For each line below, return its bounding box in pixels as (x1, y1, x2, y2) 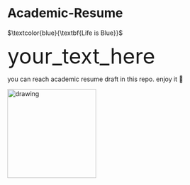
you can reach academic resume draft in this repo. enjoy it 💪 (7, 75, 184, 83)
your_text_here (7, 42, 156, 69)
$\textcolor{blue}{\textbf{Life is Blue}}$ (7, 28, 123, 37)
